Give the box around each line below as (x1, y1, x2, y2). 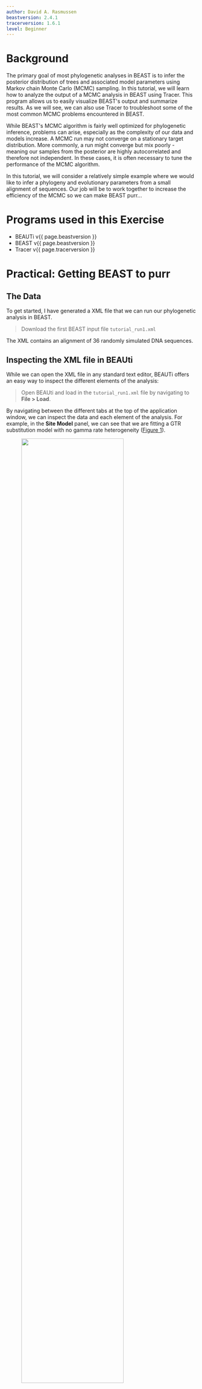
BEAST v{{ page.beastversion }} (14, 240, 95, 247)
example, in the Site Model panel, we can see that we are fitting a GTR (6, 420, 181, 427)
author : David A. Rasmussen (6, 8, 77, 15)
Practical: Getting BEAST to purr (6, 267, 171, 281)
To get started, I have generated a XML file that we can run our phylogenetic (6, 307, 196, 315)
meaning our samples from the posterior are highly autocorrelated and (6, 148, 181, 155)
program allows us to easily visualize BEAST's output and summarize (6, 97, 178, 105)
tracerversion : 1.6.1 (6, 20, 61, 26)
